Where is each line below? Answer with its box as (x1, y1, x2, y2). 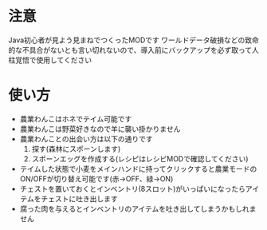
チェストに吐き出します (41, 193, 118, 204)
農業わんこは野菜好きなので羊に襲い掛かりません (19, 124, 181, 133)
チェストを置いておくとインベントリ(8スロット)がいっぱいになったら (19, 184, 245, 193)
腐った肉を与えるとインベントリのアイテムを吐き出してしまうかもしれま (19, 204, 257, 213)
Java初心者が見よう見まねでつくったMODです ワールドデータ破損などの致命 (8, 35, 259, 45)
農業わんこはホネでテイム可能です (19, 113, 132, 124)
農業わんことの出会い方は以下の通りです (19, 133, 153, 144)
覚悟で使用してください (14, 55, 92, 65)
